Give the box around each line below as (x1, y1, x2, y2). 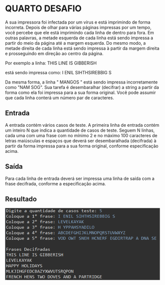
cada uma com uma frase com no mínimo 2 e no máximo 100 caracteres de (5, 132, 158, 138)
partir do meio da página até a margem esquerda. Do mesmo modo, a (5, 40, 146, 46)
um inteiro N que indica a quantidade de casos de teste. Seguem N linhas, (5, 127, 155, 133)
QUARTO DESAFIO (5, 3, 82, 14)
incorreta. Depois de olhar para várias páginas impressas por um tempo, (5, 24, 152, 30)
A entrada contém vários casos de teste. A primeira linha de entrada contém (5, 122, 160, 128)
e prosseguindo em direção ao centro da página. (5, 50, 104, 57)
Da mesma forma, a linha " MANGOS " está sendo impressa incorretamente (5, 79, 158, 85)
